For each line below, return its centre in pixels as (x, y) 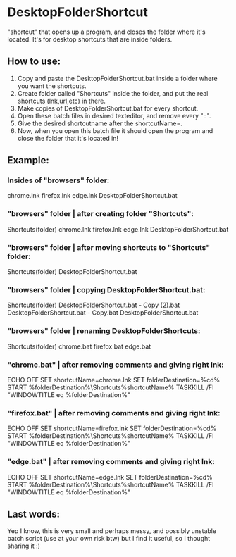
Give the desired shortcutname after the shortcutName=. (100, 123)
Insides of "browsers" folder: (58, 180)
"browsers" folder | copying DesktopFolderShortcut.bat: (106, 289)
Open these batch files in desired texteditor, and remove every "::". (114, 115)
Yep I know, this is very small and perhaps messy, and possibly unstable (112, 531)
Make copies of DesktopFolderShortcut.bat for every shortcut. (108, 108)
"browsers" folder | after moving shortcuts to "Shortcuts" (108, 247)
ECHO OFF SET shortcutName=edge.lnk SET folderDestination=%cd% (110, 477)
